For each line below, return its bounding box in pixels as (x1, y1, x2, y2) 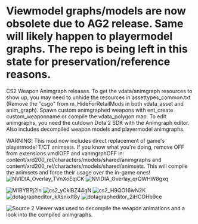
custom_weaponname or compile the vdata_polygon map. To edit (6, 112, 167, 120)
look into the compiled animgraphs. (6, 211, 93, 218)
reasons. (6, 67, 51, 81)
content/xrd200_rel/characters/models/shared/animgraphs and (6, 156, 162, 163)
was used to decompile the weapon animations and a (54, 204, 185, 211)
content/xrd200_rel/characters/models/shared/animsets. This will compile (6, 162, 188, 170)
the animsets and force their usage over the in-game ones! (6, 168, 151, 176)
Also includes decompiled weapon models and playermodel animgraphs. (6, 125, 185, 133)
